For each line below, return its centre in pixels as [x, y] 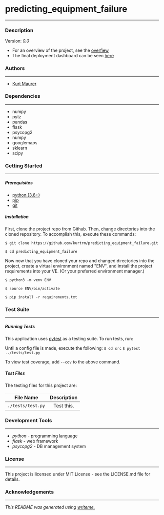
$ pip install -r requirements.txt [41, 297]
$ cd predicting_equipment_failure [41, 252]
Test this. [64, 406]
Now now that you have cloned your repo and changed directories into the [80, 261]
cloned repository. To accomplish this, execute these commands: [71, 234]
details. [12, 479]
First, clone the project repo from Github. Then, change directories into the [80, 229]
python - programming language [45, 436]
